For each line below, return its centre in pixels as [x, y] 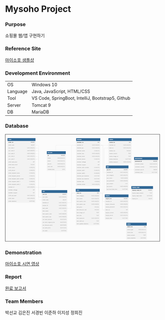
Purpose [15, 25]
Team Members [24, 301]
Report [14, 277]
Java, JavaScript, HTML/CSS [61, 91]
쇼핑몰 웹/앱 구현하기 [25, 36]
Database [17, 126]
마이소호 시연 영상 [22, 264]
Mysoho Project [38, 9]
